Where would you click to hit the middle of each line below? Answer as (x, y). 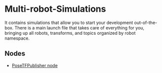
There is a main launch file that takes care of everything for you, (80, 27)
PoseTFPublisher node (34, 65)
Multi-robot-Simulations (55, 9)
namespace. (17, 38)
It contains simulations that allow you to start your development (69, 23)
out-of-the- (146, 23)
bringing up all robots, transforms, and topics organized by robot (70, 33)
